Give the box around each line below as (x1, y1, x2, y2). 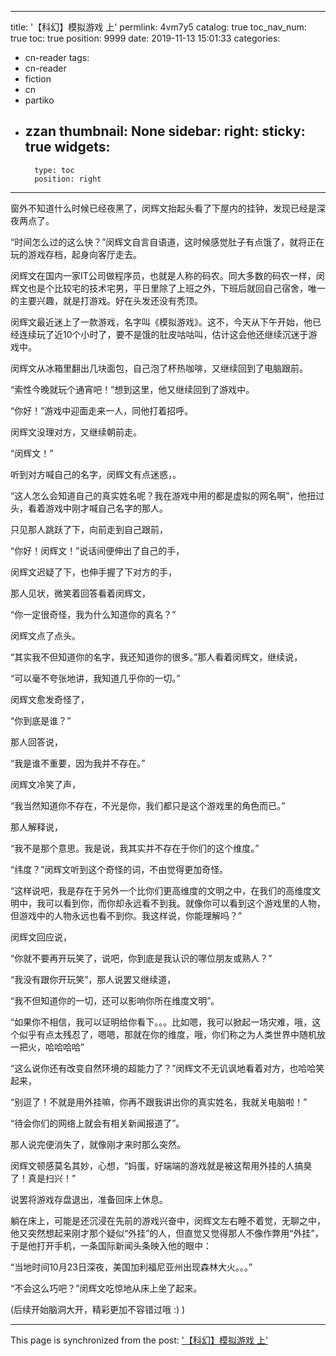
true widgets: (24, 139, 111, 156)
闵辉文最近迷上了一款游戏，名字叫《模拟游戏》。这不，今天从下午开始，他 (10, 316, 313, 328)
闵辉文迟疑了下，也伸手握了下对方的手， (10, 566, 177, 578)
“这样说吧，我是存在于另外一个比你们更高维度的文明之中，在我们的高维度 (10, 884, 313, 896)
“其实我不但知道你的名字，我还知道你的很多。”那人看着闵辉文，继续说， (10, 651, 303, 663)
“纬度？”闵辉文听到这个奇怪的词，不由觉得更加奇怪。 (10, 863, 229, 875)
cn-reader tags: (24, 52, 90, 63)
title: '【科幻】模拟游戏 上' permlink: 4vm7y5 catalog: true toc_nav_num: (10, 21, 307, 33)
